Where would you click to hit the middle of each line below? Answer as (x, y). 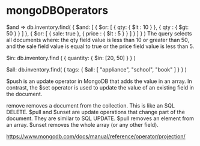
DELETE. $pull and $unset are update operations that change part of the (95, 112)
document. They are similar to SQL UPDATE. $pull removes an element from (100, 118)
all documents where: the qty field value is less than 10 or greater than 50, (98, 40)
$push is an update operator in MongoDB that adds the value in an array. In (99, 81)
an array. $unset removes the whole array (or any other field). (83, 124)
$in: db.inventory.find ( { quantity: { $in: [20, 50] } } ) (71, 58)
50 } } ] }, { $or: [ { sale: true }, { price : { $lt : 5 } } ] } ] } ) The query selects (99, 33)
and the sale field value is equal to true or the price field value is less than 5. (100, 46)
